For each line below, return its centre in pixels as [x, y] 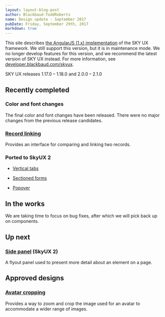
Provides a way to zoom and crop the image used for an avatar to [73, 303]
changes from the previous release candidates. [54, 120]
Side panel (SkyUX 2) [32, 251]
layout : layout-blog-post [32, 10]
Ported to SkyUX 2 [28, 157]
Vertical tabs [26, 169]
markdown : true [21, 29]
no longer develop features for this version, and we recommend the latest [81, 54]
